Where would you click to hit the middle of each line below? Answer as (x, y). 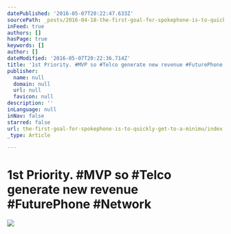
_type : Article (29, 135)
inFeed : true (26, 26)
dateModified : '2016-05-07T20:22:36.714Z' (69, 58)
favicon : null (33, 97)
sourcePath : (24, 20)
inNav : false (26, 116)
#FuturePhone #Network (79, 204)
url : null (27, 90)
